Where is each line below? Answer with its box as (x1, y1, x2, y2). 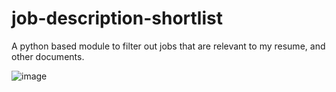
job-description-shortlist (11, 7, 223, 30)
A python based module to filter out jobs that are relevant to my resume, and (11, 40, 326, 52)
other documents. (11, 50, 85, 62)
